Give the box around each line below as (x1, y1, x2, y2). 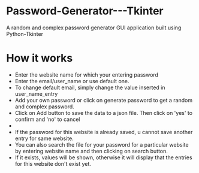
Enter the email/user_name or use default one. (14, 77, 130, 84)
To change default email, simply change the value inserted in (14, 84, 165, 91)
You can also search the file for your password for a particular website (14, 141, 189, 148)
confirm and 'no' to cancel (14, 116, 80, 123)
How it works (6, 51, 73, 65)
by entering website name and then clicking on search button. (14, 147, 168, 154)
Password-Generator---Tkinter (6, 4, 164, 18)
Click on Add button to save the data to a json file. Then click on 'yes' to (14, 109, 193, 116)
